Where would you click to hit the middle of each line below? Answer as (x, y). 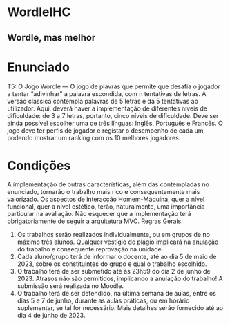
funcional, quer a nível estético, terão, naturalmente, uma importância (106, 207)
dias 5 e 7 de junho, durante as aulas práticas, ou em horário (103, 300)
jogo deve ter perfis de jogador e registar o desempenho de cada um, (106, 130)
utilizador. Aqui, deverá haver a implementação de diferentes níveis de (107, 108)
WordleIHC (39, 12)
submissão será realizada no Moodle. (70, 286)
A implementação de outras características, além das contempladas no (108, 184)
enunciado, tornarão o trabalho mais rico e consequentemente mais (104, 192)
